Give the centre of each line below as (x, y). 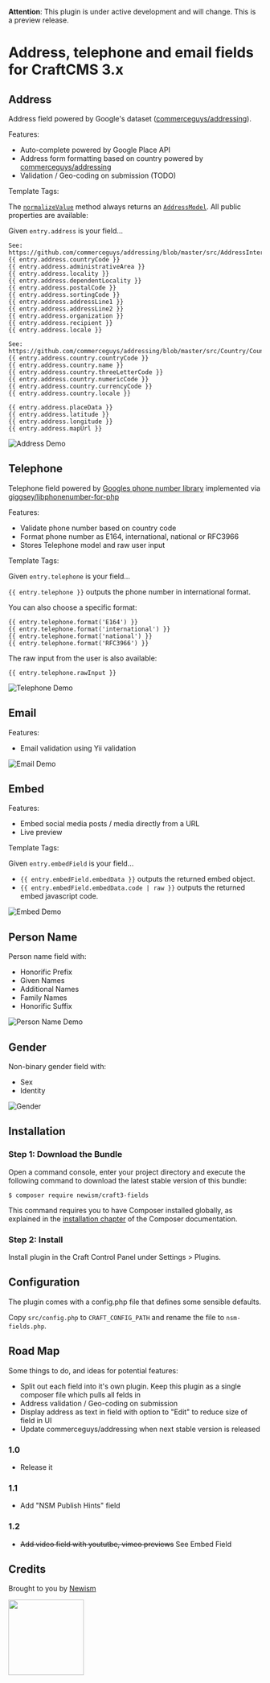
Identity (33, 1091)
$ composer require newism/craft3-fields (79, 1195)
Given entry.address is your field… (65, 231)
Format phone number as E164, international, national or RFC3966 (129, 536)
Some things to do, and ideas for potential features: (93, 1370)
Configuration (44, 1282)
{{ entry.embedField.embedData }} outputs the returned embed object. (137, 879)
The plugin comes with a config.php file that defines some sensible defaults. (135, 1302)
